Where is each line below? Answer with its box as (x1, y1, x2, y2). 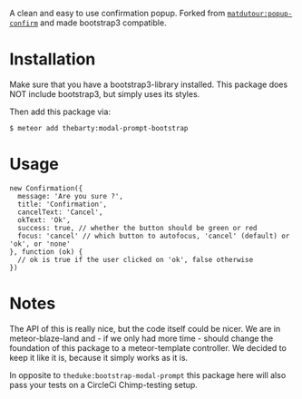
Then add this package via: (9, 106, 112, 117)
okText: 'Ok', (17, 215, 71, 225)
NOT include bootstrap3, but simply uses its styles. (9, 88, 200, 99)
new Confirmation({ (9, 183, 83, 193)
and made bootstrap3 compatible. (40, 17, 167, 28)
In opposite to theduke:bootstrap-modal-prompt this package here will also (9, 369, 287, 380)
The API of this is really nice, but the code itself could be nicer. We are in (9, 323, 281, 334)
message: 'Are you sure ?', (17, 191, 124, 200)
